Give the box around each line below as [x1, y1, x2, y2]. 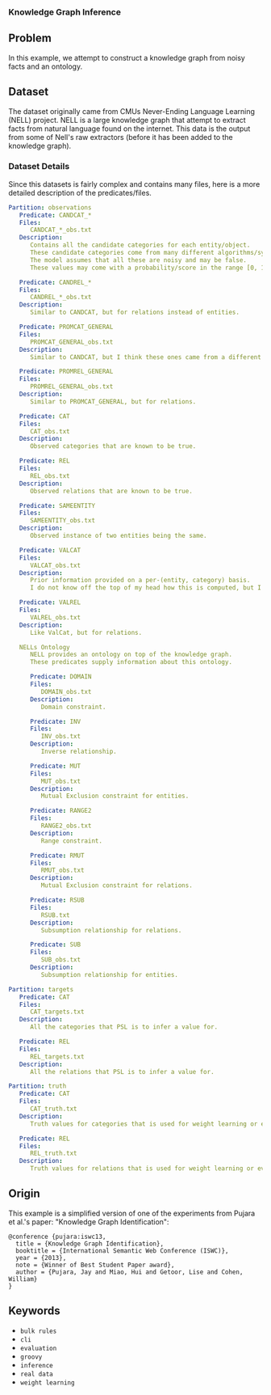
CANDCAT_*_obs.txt [29, 226, 92, 235]
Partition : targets [8, 985, 74, 993]
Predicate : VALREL [19, 598, 81, 607]
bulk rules [19, 1327, 57, 1335]
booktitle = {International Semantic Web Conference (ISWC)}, [15, 1246, 229, 1255]
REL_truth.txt [29, 1149, 78, 1158]
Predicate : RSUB [29, 896, 85, 904]
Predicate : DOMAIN [29, 673, 92, 681]
